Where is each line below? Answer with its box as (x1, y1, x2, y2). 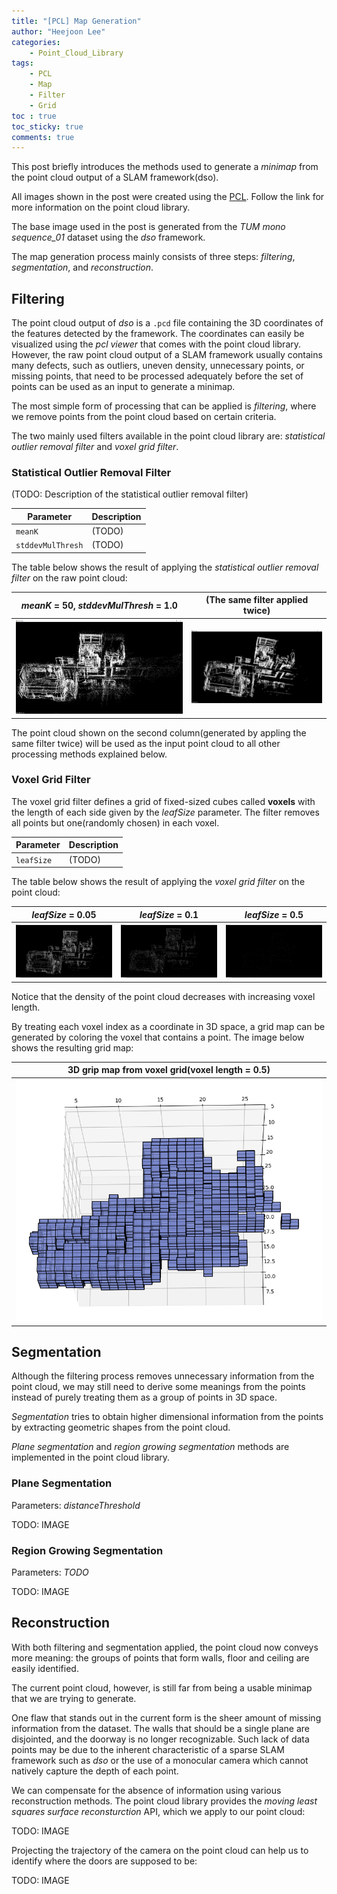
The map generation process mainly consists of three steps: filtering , (11, 251, 296, 263)
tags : (11, 58, 34, 69)
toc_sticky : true (11, 121, 84, 132)
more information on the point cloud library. (11, 201, 191, 214)
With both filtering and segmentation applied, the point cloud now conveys (11, 1641, 319, 1653)
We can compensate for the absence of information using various (11, 1784, 282, 1796)
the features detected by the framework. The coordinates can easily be (11, 328, 305, 340)
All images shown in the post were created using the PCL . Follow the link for (11, 191, 325, 203)
